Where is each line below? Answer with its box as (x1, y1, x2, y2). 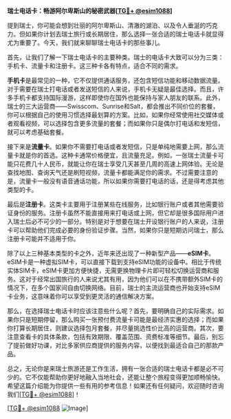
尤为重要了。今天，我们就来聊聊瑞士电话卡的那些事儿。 (7, 39, 164, 47)
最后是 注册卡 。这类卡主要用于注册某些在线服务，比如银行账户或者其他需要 (7, 200, 218, 208)
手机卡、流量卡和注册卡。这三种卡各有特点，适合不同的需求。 (7, 62, 182, 69)
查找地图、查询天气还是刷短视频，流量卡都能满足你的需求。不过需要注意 (7, 169, 212, 176)
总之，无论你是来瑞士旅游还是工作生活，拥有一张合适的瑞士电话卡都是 (7, 365, 206, 372)
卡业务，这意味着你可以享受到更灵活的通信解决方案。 (7, 292, 158, 300)
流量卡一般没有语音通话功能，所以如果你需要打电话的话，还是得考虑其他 (19, 177, 224, 185)
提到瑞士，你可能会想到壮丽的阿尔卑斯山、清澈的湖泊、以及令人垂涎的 (7, 21, 206, 30)
